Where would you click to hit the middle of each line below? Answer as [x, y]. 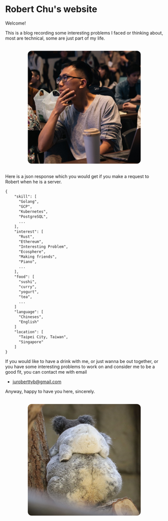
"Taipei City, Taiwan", [43, 337]
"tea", [25, 297]
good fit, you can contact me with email [46, 372]
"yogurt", [29, 292]
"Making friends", [38, 257]
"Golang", [29, 202]
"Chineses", [31, 317]
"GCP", [25, 207]
